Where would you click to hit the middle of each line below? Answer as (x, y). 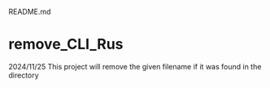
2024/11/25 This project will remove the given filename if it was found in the (135, 66)
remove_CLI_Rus (66, 44)
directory (24, 75)
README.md (30, 12)
